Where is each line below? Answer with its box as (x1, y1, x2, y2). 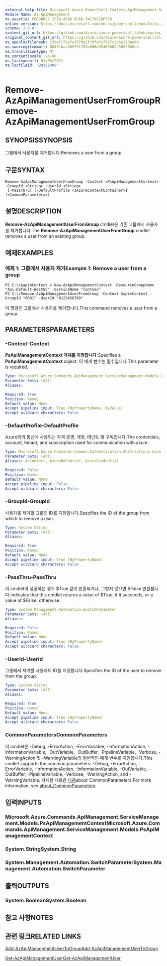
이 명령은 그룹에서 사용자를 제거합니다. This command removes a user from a (5, 305, 158, 311)
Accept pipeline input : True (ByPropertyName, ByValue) (5, 406, 123, 411)
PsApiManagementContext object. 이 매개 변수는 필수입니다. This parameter (5, 358, 159, 364)
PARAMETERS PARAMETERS (5, 325, 95, 334)
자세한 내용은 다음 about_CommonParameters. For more (41, 777, 152, 783)
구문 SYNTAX (5, 165, 45, 174)
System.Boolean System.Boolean (5, 897, 87, 904)
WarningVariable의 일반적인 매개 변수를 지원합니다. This (44, 755, 153, 761)
